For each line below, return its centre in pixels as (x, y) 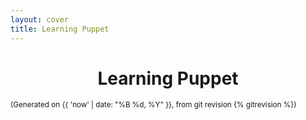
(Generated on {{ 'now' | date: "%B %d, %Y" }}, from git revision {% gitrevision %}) (153, 105)
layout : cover (40, 19)
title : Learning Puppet (60, 29)
